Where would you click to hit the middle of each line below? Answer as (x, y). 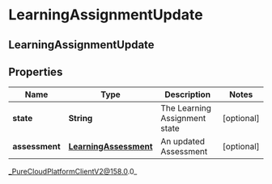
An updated (183, 141)
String (81, 119)
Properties (36, 71)
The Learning (186, 108)
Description (188, 94)
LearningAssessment (110, 147)
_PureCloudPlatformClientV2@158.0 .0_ (73, 172)
